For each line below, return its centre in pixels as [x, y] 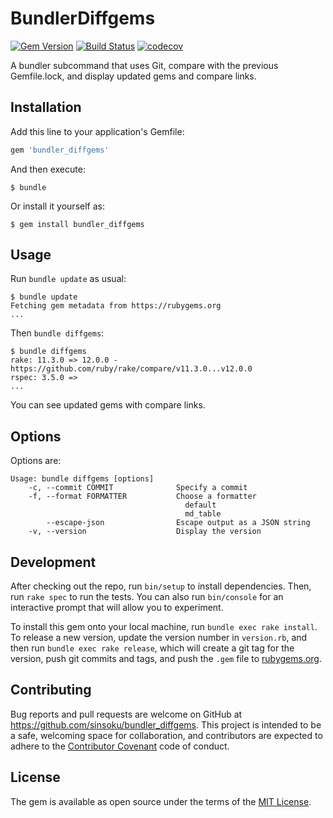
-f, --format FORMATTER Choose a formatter [142, 497]
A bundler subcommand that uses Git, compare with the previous [144, 65]
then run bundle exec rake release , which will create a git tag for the [152, 648]
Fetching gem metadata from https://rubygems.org [116, 306]
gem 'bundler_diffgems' [60, 150]
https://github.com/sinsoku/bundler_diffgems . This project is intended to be [166, 724]
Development [53, 562]
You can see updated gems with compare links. [108, 405]
